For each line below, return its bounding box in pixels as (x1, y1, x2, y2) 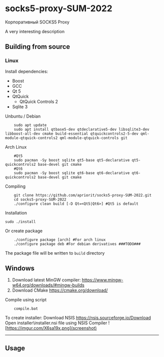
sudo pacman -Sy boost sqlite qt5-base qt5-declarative (14, 158, 130, 162)
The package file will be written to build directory (5, 250, 105, 256)
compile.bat (14, 306, 38, 311)
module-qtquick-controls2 (5, 135, 58, 140)
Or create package (5, 228, 43, 234)
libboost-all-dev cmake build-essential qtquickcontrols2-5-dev (5, 131, 139, 136)
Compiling (5, 183, 26, 189)
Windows (5, 264, 35, 273)
